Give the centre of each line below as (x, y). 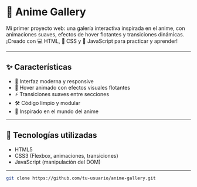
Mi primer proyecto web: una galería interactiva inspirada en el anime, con (96, 28)
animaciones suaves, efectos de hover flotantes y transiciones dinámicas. (95, 34)
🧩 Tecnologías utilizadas (52, 135)
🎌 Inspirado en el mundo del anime (56, 111)
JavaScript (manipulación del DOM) (57, 162)
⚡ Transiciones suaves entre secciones (62, 94)
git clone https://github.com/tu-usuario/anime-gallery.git (81, 178)
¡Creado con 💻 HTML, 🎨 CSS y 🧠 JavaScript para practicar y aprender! (92, 41)
